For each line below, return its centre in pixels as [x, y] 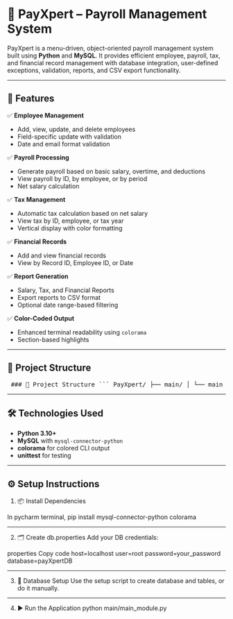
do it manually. [38, 588]
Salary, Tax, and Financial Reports [66, 290]
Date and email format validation [63, 144]
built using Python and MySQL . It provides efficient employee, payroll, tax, [114, 56]
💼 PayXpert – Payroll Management [107, 14]
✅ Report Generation [38, 276]
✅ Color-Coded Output [41, 318]
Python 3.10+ [37, 434]
